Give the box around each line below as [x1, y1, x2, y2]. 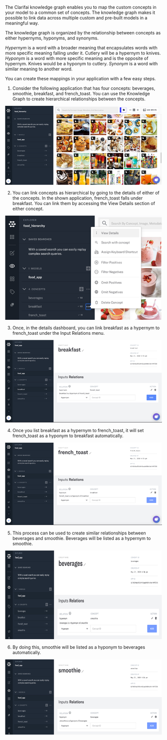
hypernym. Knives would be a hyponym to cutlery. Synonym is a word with [5, 61, 158, 66]
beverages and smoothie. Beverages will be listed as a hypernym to [12, 535, 151, 541]
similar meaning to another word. [5, 66, 73, 72]
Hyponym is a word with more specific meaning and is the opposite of [5, 55, 149, 61]
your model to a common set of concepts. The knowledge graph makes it [5, 9, 156, 15]
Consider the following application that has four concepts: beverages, [12, 85, 156, 91]
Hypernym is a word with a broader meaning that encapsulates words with [5, 45, 158, 50]
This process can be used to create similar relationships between [12, 530, 146, 536]
